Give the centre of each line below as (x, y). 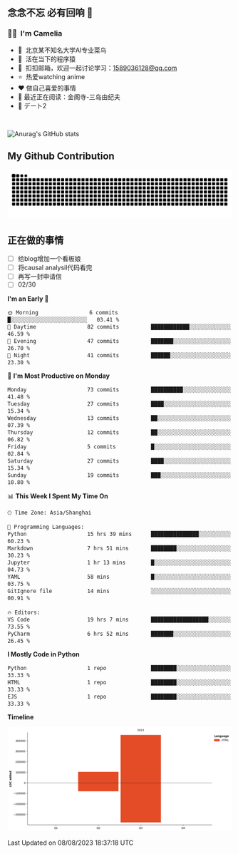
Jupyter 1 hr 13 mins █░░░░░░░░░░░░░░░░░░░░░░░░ (119, 563)
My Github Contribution (61, 156)
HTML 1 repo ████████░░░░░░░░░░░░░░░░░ (119, 683)
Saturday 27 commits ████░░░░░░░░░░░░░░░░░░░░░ (119, 461)
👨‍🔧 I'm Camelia (35, 34)
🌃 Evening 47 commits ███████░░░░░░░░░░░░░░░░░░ (119, 341)
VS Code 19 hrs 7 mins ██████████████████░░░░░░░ (119, 620)
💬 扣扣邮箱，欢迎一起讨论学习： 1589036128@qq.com (97, 68)
